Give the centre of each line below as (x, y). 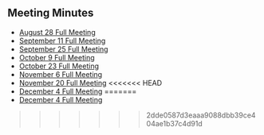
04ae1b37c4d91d (174, 123)
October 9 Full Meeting (57, 57)
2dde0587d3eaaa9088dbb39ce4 (201, 115)
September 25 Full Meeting (63, 49)
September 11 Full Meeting (62, 40)
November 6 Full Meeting (61, 74)
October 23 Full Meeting (59, 66)
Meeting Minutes (51, 13)
